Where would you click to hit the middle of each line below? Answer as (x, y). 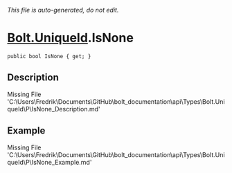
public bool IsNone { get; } (49, 56)
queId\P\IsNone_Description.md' (54, 109)
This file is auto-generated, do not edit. (63, 10)
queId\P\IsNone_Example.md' (50, 162)
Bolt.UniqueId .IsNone (70, 38)
